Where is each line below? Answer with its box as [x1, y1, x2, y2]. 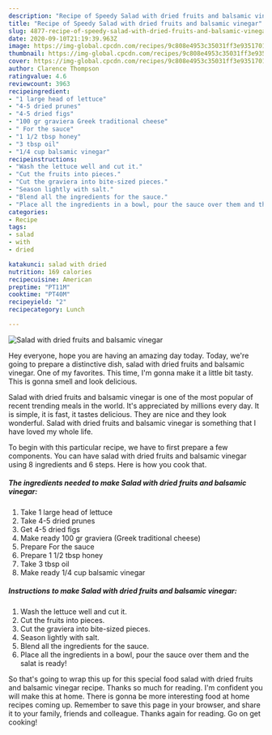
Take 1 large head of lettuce [19, 507, 113, 517]
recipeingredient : [8, 87, 70, 96]
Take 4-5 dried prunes [19, 516, 96, 526]
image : [8, 42, 31, 50]
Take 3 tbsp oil [19, 559, 70, 569]
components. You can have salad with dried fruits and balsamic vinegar [8, 451, 247, 461]
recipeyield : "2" [8, 298, 67, 307]
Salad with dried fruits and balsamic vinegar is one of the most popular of [8, 392, 253, 402]
